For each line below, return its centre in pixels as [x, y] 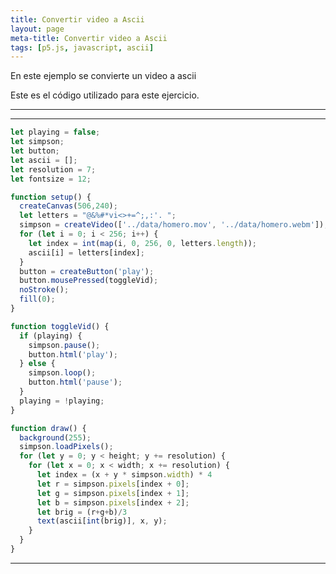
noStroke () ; [44, 290]
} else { [37, 364]
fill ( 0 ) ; [37, 299]
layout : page [37, 29]
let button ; [35, 151]
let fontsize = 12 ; [51, 179]
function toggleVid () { [60, 326]
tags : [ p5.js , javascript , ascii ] [82, 47]
